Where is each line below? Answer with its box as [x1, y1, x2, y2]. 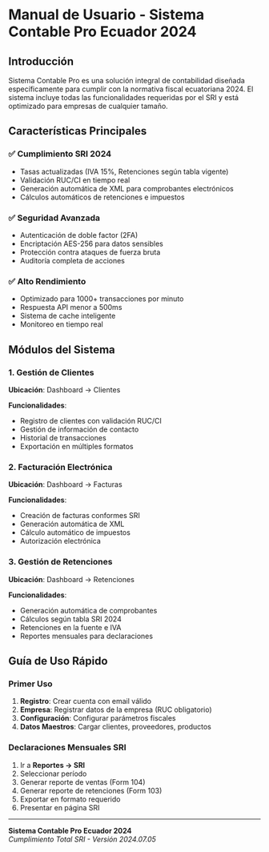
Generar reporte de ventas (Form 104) [19, 777, 146, 786]
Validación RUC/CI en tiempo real [19, 175, 130, 185]
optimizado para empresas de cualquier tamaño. [8, 102, 168, 111]
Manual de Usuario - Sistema [8, 6, 205, 24]
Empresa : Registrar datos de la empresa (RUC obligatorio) [19, 705, 212, 714]
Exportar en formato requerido [19, 794, 121, 804]
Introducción [8, 54, 74, 68]
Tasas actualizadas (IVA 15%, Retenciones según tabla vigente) [19, 167, 229, 176]
